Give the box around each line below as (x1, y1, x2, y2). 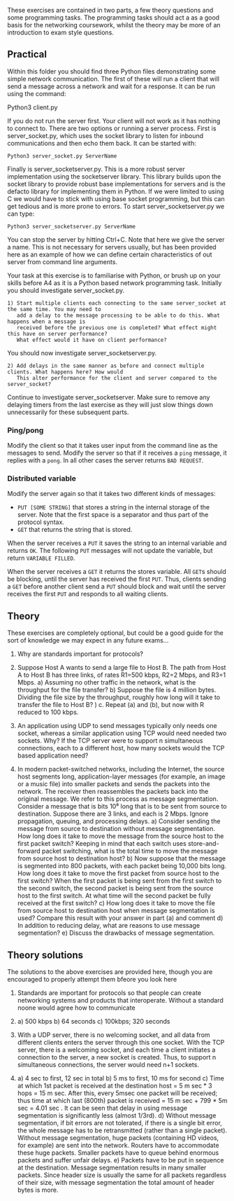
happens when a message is (7, 318, 86, 325)
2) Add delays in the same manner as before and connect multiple (7, 362, 205, 369)
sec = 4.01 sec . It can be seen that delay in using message (17, 1104, 188, 1113)
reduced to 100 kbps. (17, 708, 79, 717)
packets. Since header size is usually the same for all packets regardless (17, 1171, 227, 1179)
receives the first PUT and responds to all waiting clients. (7, 590, 169, 598)
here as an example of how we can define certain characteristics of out (7, 250, 212, 259)
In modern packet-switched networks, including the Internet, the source (17, 765, 225, 774)
